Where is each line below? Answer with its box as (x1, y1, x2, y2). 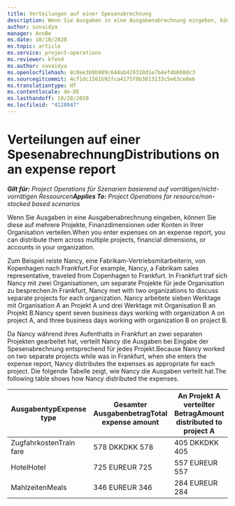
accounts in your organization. (7, 242, 95, 251)
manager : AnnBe (7, 29, 52, 37)
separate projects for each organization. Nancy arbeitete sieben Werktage (7, 294, 222, 302)
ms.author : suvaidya (7, 62, 68, 69)
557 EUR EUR (173, 458, 218, 467)
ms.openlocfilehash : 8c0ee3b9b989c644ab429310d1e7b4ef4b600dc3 (7, 69, 196, 76)
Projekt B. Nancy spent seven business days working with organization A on (7, 308, 225, 317)
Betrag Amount (173, 408, 225, 418)
